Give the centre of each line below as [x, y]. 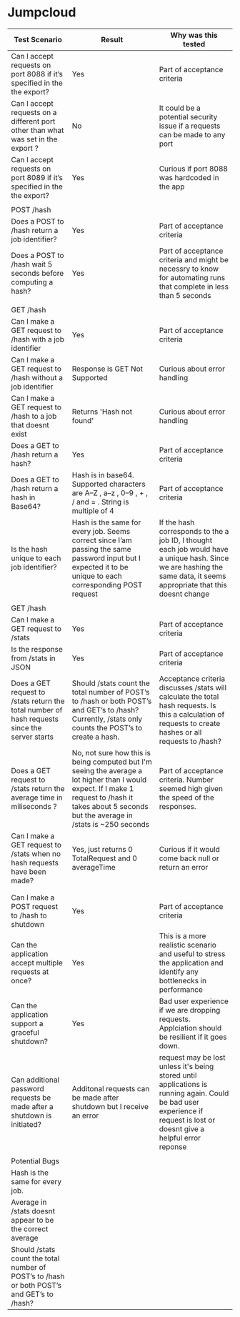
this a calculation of [192, 714]
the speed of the [186, 797]
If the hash [177, 522]
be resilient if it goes [193, 1037]
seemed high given [191, 788]
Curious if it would [189, 849]
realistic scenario [187, 945]
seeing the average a [107, 770]
